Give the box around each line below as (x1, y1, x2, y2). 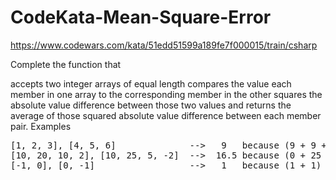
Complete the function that (10, 58, 122, 70)
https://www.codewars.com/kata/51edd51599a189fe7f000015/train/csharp (10, 39, 318, 51)
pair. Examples (10, 120, 72, 132)
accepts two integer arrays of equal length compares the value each (10, 77, 292, 90)
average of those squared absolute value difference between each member (10, 109, 322, 121)
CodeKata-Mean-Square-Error (10, 6, 272, 29)
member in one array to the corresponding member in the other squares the (10, 88, 323, 100)
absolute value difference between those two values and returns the (10, 99, 292, 111)
